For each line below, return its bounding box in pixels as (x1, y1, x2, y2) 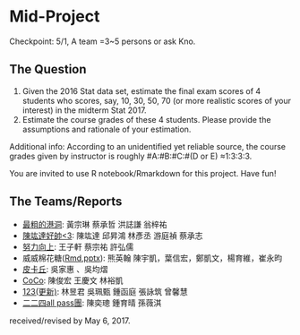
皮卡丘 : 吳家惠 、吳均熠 (21, 263, 108, 274)
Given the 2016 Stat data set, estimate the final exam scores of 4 (21, 85, 261, 96)
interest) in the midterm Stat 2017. (21, 105, 147, 116)
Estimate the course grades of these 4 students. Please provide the (21, 114, 271, 125)
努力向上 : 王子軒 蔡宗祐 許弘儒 (21, 241, 134, 252)
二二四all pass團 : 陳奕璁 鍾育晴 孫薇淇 (21, 297, 162, 308)
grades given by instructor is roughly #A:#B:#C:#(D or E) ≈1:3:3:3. (9, 150, 253, 161)
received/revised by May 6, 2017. (9, 315, 132, 326)
